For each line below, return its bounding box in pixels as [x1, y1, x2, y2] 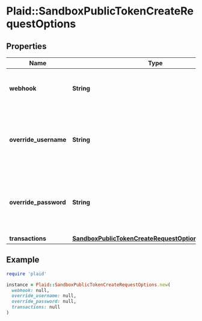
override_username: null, [11, 293, 77, 299]
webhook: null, [11, 287, 50, 293]
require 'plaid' [6, 270, 47, 277]
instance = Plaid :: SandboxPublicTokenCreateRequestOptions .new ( [6, 282, 171, 288]
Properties [6, 41, 47, 51]
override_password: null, [11, 299, 77, 305]
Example [6, 255, 40, 265]
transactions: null [11, 304, 61, 310]
